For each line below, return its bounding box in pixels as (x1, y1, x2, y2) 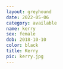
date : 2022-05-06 (6, 14, 49, 20)
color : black (6, 43, 39, 49)
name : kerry (6, 25, 36, 32)
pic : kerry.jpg (6, 53, 44, 59)
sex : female (6, 31, 36, 37)
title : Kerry (6, 48, 39, 54)
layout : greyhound (6, 8, 52, 15)
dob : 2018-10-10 (6, 37, 46, 43)
